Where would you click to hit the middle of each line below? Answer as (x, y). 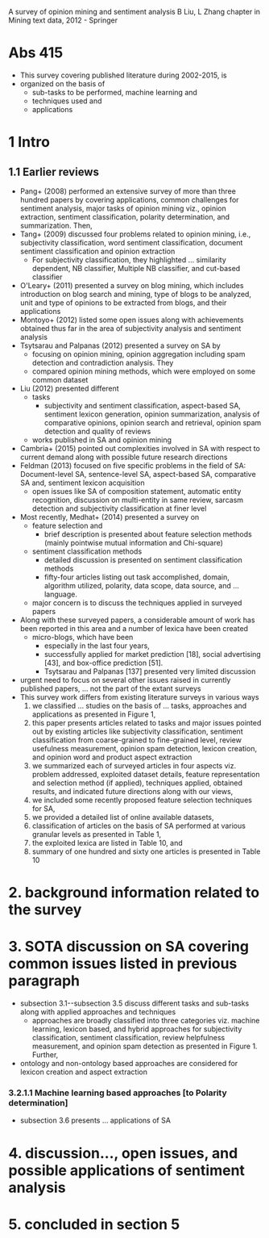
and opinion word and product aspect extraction (112, 757)
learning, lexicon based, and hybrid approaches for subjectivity (137, 1029)
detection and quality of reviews (97, 431)
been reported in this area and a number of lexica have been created (134, 628)
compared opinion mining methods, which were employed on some (144, 371)
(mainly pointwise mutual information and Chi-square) (134, 542)
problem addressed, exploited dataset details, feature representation (146, 774)
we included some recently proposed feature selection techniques (142, 800)
